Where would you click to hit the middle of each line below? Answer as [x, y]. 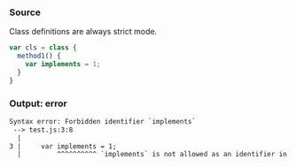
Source [25, 12]
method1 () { [39, 56]
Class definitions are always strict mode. [83, 32]
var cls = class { [43, 48]
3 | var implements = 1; [63, 146]
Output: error [39, 103]
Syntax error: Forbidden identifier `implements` [103, 121]
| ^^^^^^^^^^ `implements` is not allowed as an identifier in [152, 155]
